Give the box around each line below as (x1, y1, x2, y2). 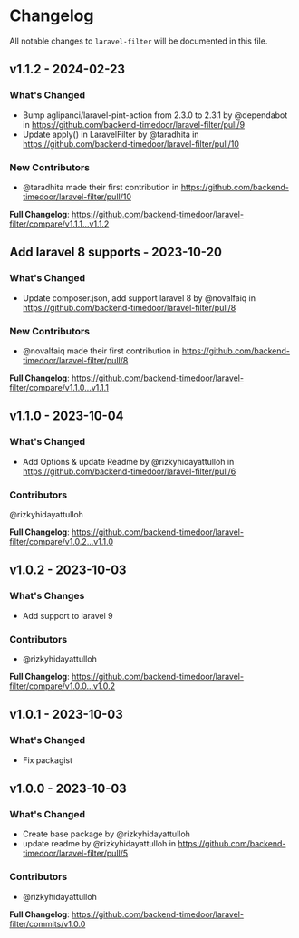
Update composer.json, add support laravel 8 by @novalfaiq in (22, 292, 256, 304)
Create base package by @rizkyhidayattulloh (22, 828, 190, 839)
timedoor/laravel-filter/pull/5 (22, 848, 129, 859)
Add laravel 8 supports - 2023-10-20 (9, 245, 222, 260)
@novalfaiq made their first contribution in (22, 345, 180, 356)
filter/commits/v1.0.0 (9, 918, 86, 929)
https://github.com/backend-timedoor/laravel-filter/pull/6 (22, 466, 236, 477)
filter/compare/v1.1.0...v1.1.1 (9, 382, 110, 392)
